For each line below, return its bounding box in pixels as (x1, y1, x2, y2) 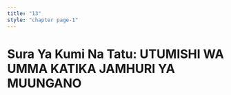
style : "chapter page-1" (7, 17, 79, 23)
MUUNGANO (7, 75, 82, 91)
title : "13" (7, 10, 41, 17)
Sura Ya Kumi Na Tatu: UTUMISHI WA (7, 46, 224, 62)
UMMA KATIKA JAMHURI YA (7, 61, 176, 76)
